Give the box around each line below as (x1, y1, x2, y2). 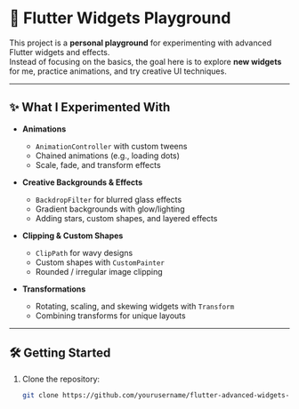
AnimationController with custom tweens (35, 140, 188, 151)
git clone (21, 390, 60, 399)
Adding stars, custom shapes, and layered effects (35, 213, 218, 223)
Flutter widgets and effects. (9, 46, 110, 57)
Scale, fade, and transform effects (35, 159, 162, 170)
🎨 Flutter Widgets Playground (9, 8, 231, 28)
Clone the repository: (21, 373, 101, 384)
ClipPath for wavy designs (35, 247, 133, 258)
